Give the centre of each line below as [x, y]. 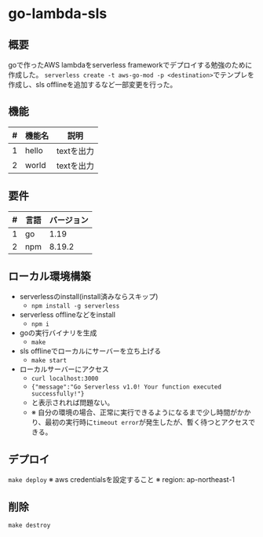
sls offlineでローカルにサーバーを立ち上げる [90, 351]
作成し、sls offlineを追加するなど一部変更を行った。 [93, 84]
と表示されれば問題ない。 [73, 403]
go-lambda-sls [58, 14]
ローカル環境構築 [49, 277]
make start [49, 361]
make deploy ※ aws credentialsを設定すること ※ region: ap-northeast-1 [122, 480]
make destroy [29, 526]
